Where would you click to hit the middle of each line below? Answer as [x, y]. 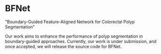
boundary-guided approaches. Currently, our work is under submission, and [81, 41]
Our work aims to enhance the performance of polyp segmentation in [74, 36]
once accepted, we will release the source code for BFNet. [63, 46]
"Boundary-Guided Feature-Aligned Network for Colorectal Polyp [70, 22]
